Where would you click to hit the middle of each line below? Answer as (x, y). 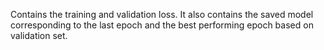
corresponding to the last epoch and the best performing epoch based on (162, 25)
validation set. (39, 35)
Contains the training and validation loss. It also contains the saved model (162, 14)
